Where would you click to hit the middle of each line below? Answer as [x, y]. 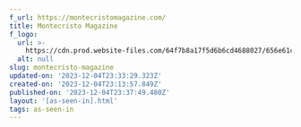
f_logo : [24, 34]
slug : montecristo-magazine [62, 68]
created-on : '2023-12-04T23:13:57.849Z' [86, 84]
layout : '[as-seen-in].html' [64, 101]
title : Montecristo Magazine [64, 26]
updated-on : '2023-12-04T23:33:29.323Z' [86, 76]
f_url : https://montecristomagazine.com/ [88, 17]
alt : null [35, 59]
